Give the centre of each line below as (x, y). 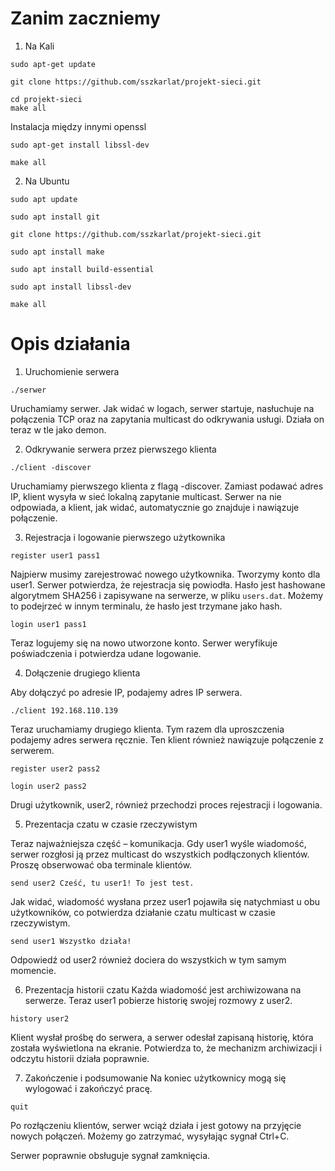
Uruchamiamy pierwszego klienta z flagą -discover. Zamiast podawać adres (167, 486)
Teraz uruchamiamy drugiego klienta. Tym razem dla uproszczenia (147, 729)
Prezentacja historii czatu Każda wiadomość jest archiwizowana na (163, 989)
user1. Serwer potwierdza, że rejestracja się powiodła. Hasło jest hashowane (168, 584)
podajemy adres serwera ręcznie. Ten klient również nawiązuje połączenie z (167, 739)
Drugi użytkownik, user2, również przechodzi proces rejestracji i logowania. (166, 804)
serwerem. (32, 750)
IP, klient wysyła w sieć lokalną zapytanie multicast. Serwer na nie (146, 496)
